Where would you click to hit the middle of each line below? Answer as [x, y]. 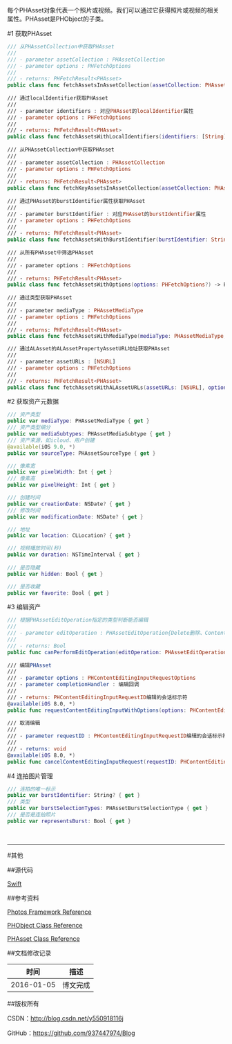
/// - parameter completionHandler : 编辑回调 [73, 685]
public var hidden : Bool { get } [55, 574]
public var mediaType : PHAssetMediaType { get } [78, 421]
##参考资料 [23, 898]
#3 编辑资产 [24, 607]
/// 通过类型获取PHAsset [40, 298]
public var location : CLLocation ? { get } [69, 536]
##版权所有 [23, 1003]
